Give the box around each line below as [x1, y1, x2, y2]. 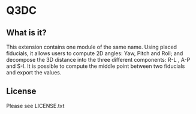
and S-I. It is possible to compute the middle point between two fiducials [6, 62, 185, 70]
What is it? [6, 28, 47, 38]
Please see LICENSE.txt [6, 102, 65, 109]
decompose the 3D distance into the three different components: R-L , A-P [6, 56, 191, 63]
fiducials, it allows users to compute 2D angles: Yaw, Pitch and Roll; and [6, 50, 183, 57]
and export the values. [6, 69, 62, 76]
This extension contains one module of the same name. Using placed [6, 43, 177, 50]
